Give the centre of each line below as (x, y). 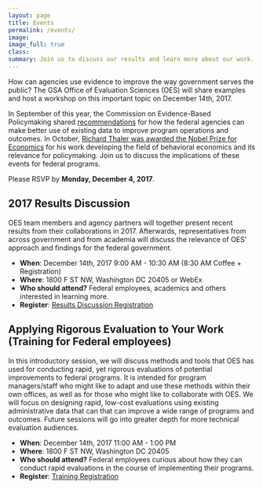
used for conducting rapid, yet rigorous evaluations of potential (110, 369)
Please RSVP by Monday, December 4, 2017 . (82, 178)
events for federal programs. (54, 164)
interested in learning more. (64, 296)
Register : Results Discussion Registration (86, 304)
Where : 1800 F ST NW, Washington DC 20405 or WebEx (111, 279)
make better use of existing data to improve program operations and (119, 130)
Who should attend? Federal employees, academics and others (122, 288)
